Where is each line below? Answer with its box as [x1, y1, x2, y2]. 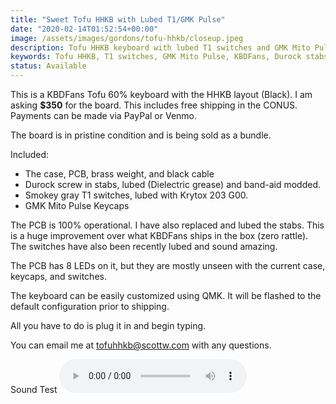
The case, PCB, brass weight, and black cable [24, 168, 215, 180]
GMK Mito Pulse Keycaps [24, 200, 130, 211]
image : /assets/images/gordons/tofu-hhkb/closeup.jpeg [10, 33, 244, 43]
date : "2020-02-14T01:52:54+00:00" [10, 24, 159, 34]
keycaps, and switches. [10, 271, 107, 282]
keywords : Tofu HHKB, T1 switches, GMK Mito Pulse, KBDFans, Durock [10, 52, 302, 62]
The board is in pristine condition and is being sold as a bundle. [10, 129, 272, 141]
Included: [10, 149, 50, 160]
